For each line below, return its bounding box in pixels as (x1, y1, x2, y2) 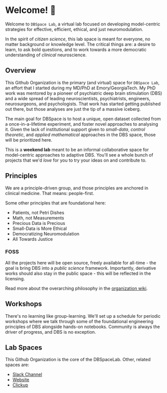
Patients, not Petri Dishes (12, 209, 65, 215)
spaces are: (5, 362, 29, 368)
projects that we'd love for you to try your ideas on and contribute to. (5, 157, 147, 163)
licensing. (5, 275, 25, 281)
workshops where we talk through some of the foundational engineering (5, 318, 154, 324)
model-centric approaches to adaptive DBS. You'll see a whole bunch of (5, 152, 154, 158)
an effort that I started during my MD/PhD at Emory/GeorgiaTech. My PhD (5, 85, 156, 91)
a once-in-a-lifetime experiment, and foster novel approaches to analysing (5, 121, 159, 127)
